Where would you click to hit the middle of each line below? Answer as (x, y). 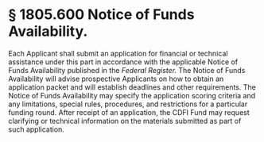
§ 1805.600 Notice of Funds (101, 15)
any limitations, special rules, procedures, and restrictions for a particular (128, 104)
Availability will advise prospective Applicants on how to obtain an (116, 79)
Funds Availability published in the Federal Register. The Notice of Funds (127, 70)
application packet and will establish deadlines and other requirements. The (132, 87)
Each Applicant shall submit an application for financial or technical (118, 53)
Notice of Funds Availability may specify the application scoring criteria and (132, 95)
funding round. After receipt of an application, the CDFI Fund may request (129, 112)
